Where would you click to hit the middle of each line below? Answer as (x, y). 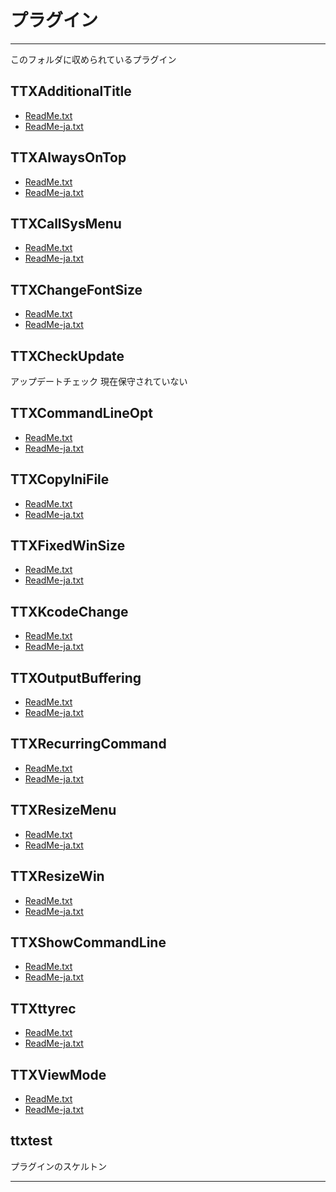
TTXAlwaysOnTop (68, 157)
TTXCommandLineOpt (81, 413)
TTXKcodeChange (69, 611)
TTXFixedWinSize (68, 546)
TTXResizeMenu (63, 810)
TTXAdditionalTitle (71, 91)
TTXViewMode (58, 1074)
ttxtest (31, 1141)
